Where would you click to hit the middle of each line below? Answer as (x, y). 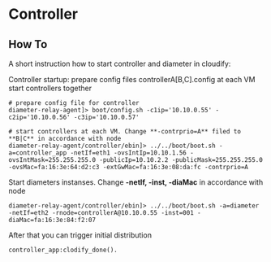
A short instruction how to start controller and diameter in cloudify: (120, 63)
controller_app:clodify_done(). (63, 250)
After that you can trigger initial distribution (80, 235)
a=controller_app (38, 153)
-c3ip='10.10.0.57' (106, 117)
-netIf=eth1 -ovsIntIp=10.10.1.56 (128, 153)
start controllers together (50, 88)
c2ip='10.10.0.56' (39, 117)
